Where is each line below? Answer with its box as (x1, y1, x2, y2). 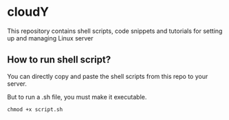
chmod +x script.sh (7, 106, 63, 113)
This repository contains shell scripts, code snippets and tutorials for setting (7, 27, 223, 35)
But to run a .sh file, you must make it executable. (7, 93, 147, 101)
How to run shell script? (7, 54, 111, 66)
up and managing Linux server (7, 34, 94, 42)
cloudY (7, 4, 50, 20)
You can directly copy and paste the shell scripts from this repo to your (7, 72, 208, 80)
